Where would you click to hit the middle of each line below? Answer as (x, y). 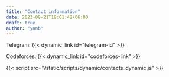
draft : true (21, 23)
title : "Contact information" (43, 12)
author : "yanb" (25, 28)
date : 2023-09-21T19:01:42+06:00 (47, 17)
